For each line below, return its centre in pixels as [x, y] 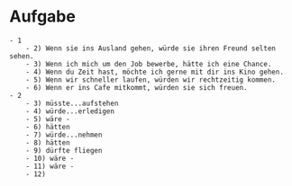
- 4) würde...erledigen [70, 111]
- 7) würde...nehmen [64, 135]
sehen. [22, 56]
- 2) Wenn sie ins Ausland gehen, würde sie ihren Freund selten [151, 48]
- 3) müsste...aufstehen [72, 103]
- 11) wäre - [50, 166]
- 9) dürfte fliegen [64, 150]
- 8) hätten [48, 142]
